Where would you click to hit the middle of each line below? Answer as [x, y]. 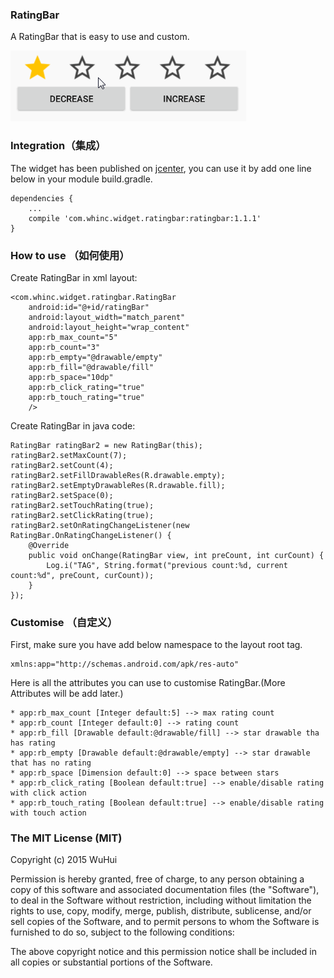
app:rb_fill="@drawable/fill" [91, 367]
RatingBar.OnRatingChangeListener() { [91, 535]
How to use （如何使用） [70, 255]
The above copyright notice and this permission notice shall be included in [163, 952]
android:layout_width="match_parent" [107, 317]
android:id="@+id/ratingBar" [89, 307]
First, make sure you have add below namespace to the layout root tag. [156, 645]
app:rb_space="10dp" [71, 377]
